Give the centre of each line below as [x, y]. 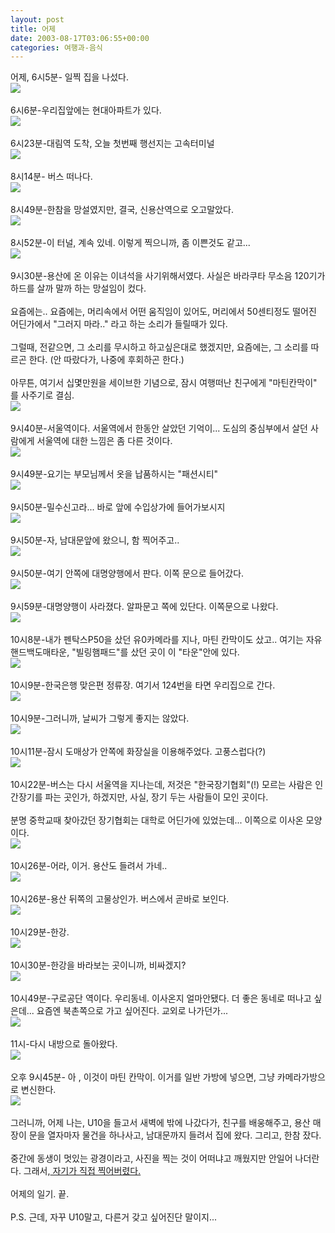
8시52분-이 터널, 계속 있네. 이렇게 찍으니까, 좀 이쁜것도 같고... [130, 243]
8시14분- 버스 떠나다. [51, 177]
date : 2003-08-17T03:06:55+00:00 [80, 38]
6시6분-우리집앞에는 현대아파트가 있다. [86, 110]
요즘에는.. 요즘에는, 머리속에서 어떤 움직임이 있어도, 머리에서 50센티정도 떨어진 [163, 312]
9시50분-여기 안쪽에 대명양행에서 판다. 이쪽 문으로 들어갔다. [127, 573]
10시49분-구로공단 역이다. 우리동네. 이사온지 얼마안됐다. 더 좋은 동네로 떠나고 [161, 998]
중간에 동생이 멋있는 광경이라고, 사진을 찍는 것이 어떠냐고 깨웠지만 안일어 [151, 1158]
